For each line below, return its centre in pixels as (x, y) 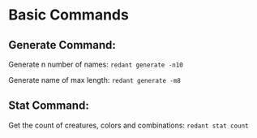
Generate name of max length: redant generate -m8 (94, 80)
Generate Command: (62, 45)
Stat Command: (49, 106)
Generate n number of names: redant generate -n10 (96, 64)
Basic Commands (69, 15)
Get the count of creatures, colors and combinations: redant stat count (128, 125)
